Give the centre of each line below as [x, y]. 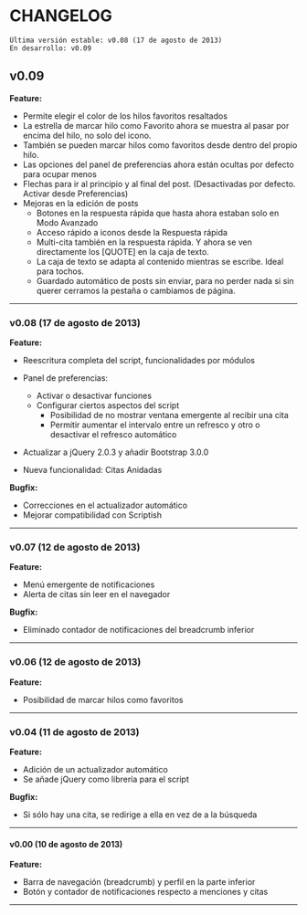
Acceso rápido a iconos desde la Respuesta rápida [132, 232]
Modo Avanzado [67, 222]
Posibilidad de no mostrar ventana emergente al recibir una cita [169, 415]
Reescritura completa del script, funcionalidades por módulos [139, 361]
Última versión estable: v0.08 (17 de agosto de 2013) [116, 40]
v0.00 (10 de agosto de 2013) [66, 844]
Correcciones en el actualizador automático [105, 505]
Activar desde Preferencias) [75, 194]
